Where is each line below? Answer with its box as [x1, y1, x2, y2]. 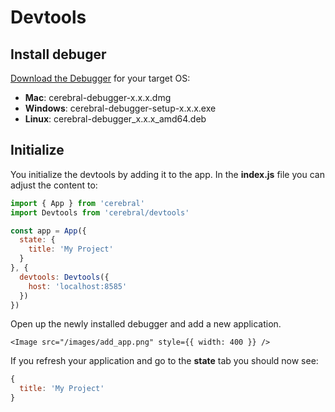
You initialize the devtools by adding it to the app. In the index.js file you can [10, 168, 325, 180]
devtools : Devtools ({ [19, 272, 110, 282]
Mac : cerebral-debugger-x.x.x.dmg [24, 92, 172, 103]
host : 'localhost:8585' [28, 281, 128, 291]
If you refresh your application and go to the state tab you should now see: [10, 355, 319, 367]
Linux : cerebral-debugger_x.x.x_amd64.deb [24, 113, 207, 125]
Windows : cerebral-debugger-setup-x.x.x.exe [24, 102, 217, 114]
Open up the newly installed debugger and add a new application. [10, 318, 282, 330]
